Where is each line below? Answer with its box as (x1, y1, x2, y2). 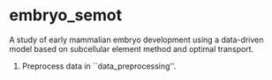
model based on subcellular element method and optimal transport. (9, 43, 254, 54)
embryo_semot (9, 5, 122, 25)
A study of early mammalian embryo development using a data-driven (9, 34, 264, 45)
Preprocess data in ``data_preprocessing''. (21, 61, 177, 71)
